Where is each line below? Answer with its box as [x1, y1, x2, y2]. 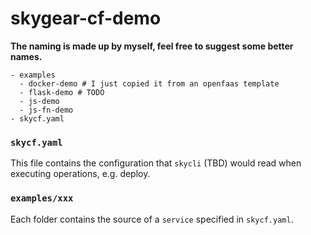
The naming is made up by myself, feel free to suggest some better [10, 40, 294, 52]
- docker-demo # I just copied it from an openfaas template [19, 78, 280, 89]
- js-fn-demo [19, 105, 74, 115]
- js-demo [19, 96, 60, 106]
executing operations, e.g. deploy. [10, 168, 151, 180]
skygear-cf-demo [10, 7, 162, 30]
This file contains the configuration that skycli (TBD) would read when [10, 157, 302, 169]
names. [10, 50, 43, 62]
